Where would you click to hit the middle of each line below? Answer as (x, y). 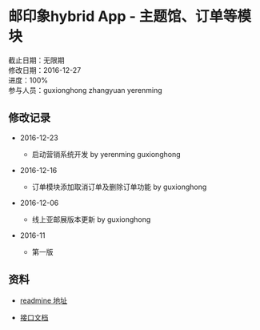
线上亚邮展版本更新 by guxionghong (91, 219)
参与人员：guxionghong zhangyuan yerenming (85, 90)
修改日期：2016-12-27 (45, 70)
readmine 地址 (44, 300)
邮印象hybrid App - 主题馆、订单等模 (130, 16)
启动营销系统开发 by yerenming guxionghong (106, 154)
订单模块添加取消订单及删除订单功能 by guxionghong (119, 187)
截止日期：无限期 (36, 60)
